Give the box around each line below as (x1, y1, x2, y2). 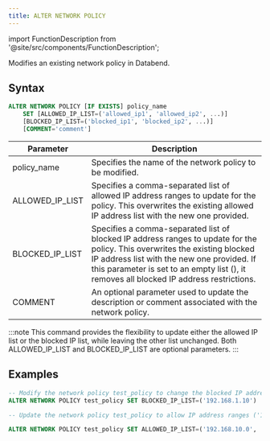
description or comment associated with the (91, 296, 258, 307)
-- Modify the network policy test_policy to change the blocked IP (8, 389, 243, 397)
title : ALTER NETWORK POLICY (8, 11, 106, 20)
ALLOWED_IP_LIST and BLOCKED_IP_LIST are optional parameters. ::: (8, 344, 239, 354)
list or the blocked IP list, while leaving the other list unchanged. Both (8, 336, 237, 345)
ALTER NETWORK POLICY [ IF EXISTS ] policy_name (8, 102, 167, 111)
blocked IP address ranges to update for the (91, 233, 257, 244)
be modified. (91, 167, 139, 178)
